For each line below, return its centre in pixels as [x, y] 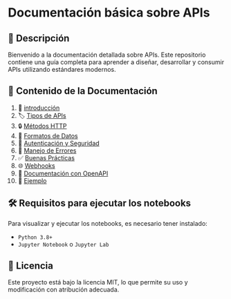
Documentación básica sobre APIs [109, 13]
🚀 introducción [39, 108]
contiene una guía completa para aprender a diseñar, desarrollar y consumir [116, 62]
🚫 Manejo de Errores [47, 151]
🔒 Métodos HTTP [42, 126]
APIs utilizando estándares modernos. [62, 69]
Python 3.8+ [35, 237]
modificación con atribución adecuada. [64, 290]
